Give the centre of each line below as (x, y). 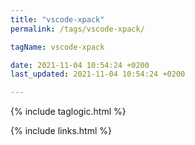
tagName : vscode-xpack (57, 47)
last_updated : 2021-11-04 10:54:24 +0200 (98, 74)
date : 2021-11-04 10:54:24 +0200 (80, 65)
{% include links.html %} (61, 131)
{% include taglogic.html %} (68, 112)
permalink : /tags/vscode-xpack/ (77, 29)
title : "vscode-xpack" (57, 19)
